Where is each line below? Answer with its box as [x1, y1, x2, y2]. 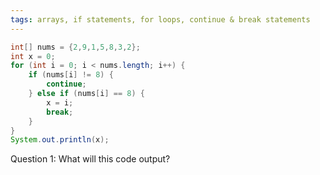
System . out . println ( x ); [10, 135, 110, 145]
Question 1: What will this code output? [10, 153, 171, 165]
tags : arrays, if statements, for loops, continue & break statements [10, 14, 311, 25]
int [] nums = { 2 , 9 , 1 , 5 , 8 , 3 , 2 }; [10, 42, 141, 52]
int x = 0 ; [10, 51, 56, 61]
